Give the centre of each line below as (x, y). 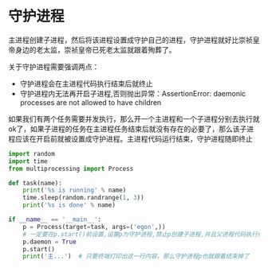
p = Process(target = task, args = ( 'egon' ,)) (94, 227)
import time (28, 161)
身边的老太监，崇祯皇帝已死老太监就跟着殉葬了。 (95, 49)
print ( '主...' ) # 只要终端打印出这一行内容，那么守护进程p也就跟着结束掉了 (136, 256)
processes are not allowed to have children (91, 102)
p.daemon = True (50, 242)
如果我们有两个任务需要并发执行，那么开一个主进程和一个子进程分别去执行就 (134, 118)
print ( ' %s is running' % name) (75, 190)
